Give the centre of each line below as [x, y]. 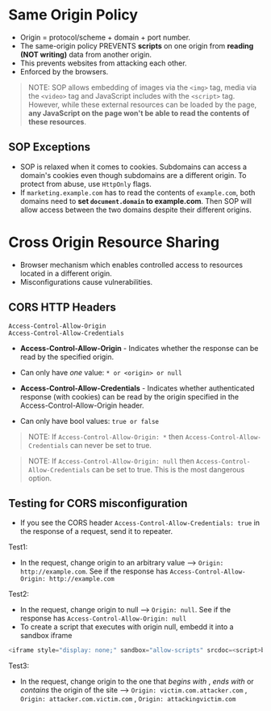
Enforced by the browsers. [64, 71]
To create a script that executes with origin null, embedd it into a [127, 627]
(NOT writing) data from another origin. [85, 54]
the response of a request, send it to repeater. [96, 531]
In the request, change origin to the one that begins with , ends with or [137, 682]
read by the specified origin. [67, 357]
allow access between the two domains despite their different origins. [135, 209]
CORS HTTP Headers [63, 308]
